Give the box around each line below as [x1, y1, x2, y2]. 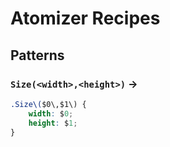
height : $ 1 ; [28, 118, 78, 128]
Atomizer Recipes [10, 7, 161, 30]
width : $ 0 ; [28, 108, 74, 119]
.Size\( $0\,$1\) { [10, 99, 87, 109]
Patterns [10, 47, 65, 64]
